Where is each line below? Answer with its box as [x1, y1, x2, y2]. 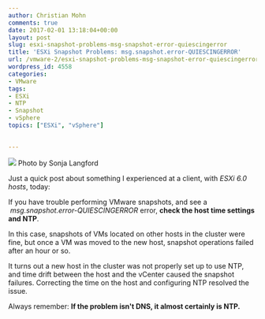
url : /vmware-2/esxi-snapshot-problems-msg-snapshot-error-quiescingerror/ [8, 56, 263, 64]
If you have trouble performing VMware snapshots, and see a [8, 197, 207, 206]
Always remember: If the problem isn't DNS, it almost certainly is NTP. [8, 301, 241, 311]
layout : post [8, 33, 51, 42]
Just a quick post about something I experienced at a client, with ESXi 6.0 [8, 173, 247, 183]
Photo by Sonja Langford [17, 158, 99, 168]
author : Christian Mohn [8, 11, 87, 20]
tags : [8, 84, 26, 93]
